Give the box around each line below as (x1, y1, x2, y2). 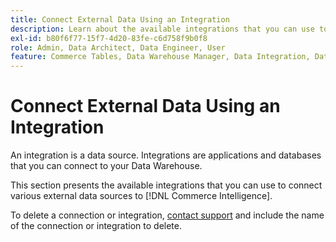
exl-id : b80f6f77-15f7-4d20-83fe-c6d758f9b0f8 (10, 33, 208, 43)
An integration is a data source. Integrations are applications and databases (10, 149, 322, 161)
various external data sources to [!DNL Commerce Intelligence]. (10, 190, 273, 202)
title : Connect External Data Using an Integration (10, 14, 230, 25)
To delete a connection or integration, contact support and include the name (10, 209, 325, 221)
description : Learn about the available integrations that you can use (10, 24, 315, 34)
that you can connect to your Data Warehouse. (10, 160, 203, 172)
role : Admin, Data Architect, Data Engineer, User (10, 42, 226, 53)
